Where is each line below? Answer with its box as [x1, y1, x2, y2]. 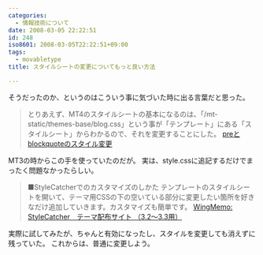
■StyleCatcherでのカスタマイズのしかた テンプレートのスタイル [27, 182, 237, 192]
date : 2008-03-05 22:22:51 [8, 26, 97, 34]
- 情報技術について [15, 19, 69, 27]
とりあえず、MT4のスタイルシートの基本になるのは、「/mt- [27, 109, 218, 118]
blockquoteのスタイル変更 [27, 139, 113, 148]
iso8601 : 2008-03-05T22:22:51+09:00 [8, 41, 128, 49]
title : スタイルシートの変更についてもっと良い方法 [8, 63, 156, 71]
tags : [8, 48, 26, 56]
